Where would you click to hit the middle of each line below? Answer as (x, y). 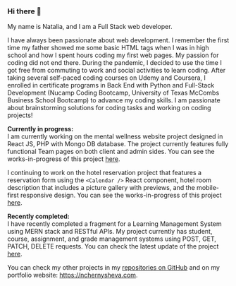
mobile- (208, 188)
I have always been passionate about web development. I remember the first (118, 40)
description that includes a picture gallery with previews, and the (101, 188)
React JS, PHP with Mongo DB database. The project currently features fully (118, 144)
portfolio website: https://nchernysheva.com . (73, 275)
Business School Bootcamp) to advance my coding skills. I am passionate (114, 100)
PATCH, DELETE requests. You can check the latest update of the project (113, 246)
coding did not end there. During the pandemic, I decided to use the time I (114, 63)
